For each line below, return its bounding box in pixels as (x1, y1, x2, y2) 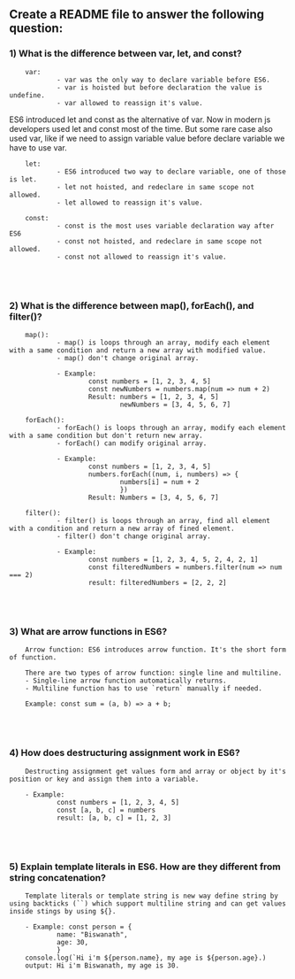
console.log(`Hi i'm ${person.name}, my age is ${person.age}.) (25, 953, 267, 962)
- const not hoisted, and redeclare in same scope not (56, 236, 263, 246)
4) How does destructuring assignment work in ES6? (9, 747, 240, 759)
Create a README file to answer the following (9, 7, 265, 22)
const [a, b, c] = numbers (56, 806, 156, 814)
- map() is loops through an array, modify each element (56, 338, 271, 347)
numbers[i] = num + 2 (119, 477, 200, 486)
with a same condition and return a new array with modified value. (9, 345, 267, 355)
